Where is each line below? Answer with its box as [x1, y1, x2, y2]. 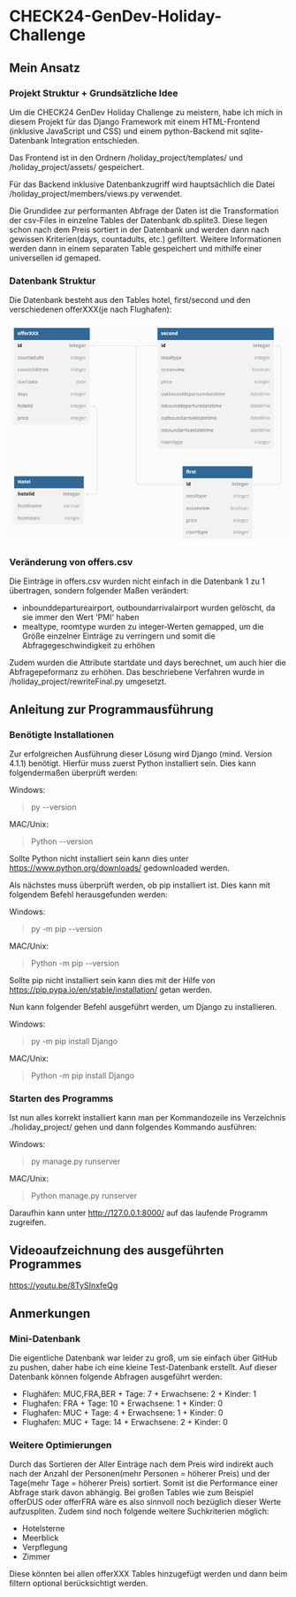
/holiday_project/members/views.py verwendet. [9, 188, 183, 198]
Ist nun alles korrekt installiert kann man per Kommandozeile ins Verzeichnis [9, 1112, 286, 1123]
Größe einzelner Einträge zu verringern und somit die [21, 631, 216, 641]
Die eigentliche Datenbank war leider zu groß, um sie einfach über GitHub [9, 1353, 278, 1363]
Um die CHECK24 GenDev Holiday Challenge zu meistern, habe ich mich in [9, 106, 283, 117]
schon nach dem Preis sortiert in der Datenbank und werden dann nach [9, 224, 269, 235]
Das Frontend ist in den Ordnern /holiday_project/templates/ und [9, 152, 243, 163]
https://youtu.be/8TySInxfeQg [9, 1280, 118, 1291]
